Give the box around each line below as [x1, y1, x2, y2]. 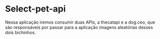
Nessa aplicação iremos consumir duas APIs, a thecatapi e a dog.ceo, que [5, 19, 156, 25]
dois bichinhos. [5, 29, 36, 35]
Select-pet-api [5, 3, 66, 14]
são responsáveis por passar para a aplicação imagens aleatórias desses [5, 24, 153, 30]
